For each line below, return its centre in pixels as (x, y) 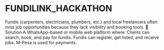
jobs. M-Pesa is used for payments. (41, 42)
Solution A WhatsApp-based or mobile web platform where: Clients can (77, 32)
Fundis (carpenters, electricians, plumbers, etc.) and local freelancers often (82, 22)
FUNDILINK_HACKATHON (59, 8)
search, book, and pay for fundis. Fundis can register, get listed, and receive (82, 37)
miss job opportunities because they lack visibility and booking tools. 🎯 (77, 27)
